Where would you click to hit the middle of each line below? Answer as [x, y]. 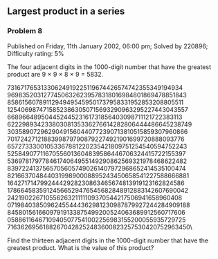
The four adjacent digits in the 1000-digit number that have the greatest [109, 67]
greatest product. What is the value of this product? [81, 247]
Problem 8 [25, 31]
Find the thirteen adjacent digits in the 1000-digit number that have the [108, 240]
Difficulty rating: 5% [36, 53]
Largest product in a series [66, 11]
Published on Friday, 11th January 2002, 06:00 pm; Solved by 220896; [108, 46]
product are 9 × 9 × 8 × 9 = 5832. [55, 74]
